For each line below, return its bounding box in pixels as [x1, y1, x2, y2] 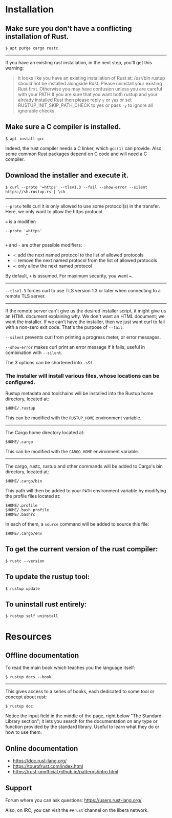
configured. [5, 379, 36, 386]
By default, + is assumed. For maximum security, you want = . [5, 272, 133, 278]
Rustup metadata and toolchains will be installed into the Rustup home [5, 390, 154, 396]
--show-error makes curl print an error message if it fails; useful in [5, 344, 145, 350]
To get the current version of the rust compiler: [5, 545, 158, 553]
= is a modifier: [5, 218, 37, 225]
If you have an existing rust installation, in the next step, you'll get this [5, 60, 152, 65]
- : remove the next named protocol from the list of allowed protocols [12, 257, 158, 263]
